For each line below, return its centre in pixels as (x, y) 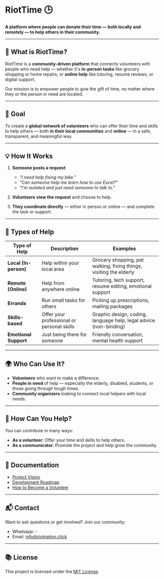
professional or (59, 320)
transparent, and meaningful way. (39, 136)
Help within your (60, 263)
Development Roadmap (36, 482)
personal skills (58, 327)
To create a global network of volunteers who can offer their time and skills (82, 126)
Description (65, 249)
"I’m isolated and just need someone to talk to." (67, 188)
